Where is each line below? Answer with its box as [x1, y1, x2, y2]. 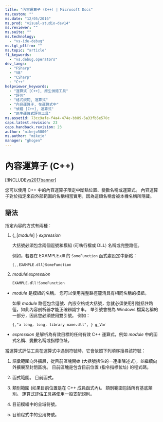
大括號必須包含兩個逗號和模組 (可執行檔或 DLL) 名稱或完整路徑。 [12, 242, 142, 248]
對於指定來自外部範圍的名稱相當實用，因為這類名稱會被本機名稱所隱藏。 [9, 193, 154, 199]
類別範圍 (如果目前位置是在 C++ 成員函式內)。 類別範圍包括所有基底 [12, 385, 148, 390]
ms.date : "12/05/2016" [5, 16, 51, 21]
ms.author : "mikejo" [5, 134, 47, 139]
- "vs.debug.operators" [9, 57, 57, 62]
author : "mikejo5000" [5, 129, 49, 134]
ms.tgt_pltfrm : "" [5, 43, 42, 48]
